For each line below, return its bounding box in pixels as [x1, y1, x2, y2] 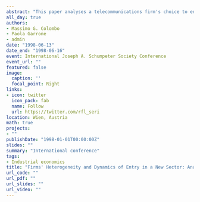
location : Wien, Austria [6, 114, 68, 120]
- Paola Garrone [6, 31, 46, 37]
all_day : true [6, 14, 42, 20]
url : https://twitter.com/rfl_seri [11, 109, 100, 115]
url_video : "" [6, 186, 42, 192]
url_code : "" [6, 170, 39, 176]
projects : [6, 126, 31, 131]
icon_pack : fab [11, 97, 49, 103]
